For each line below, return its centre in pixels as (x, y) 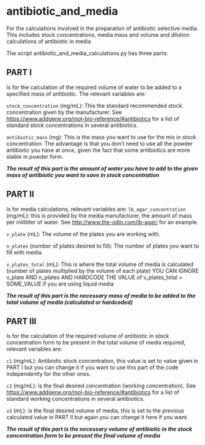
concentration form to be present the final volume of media (84, 436)
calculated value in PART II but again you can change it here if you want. (97, 417)
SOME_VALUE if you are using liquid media (60, 284)
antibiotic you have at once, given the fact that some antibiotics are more (98, 150)
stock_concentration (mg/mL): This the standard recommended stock (94, 105)
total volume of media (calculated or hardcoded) (70, 302)
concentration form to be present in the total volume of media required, (96, 343)
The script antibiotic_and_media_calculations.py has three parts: (87, 53)
